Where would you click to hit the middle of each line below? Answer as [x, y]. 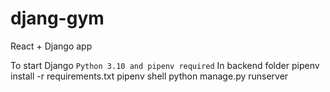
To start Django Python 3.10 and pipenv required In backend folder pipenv [165, 65]
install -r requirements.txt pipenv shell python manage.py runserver [149, 76]
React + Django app [51, 46]
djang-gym [57, 18]
